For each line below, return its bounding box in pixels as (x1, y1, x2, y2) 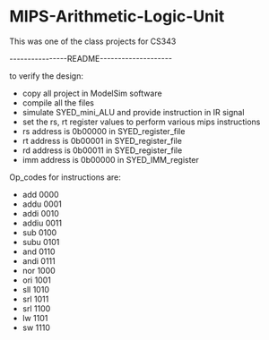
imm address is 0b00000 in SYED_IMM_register (22, 154, 200, 165)
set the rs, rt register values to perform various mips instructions (22, 116, 261, 127)
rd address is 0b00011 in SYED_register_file (22, 145, 183, 156)
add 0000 (22, 189, 60, 200)
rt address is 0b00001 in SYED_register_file (22, 135, 182, 146)
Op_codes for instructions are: (9, 172, 121, 183)
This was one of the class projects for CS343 (9, 36, 177, 47)
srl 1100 (22, 302, 51, 314)
